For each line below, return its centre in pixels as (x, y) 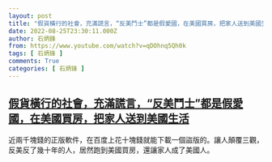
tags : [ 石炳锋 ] (36, 53)
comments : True (34, 62)
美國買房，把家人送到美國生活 (115, 119)
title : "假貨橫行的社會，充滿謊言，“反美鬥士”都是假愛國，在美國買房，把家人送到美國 (135, 23)
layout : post (30, 16)
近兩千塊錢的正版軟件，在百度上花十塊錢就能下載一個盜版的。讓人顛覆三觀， (136, 139)
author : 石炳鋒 (32, 38)
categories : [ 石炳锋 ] (47, 69)
